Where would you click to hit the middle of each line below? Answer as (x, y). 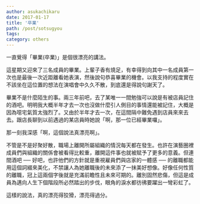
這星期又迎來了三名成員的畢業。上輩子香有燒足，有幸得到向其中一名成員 (95, 70)
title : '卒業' (23, 23)
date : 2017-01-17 (28, 17)
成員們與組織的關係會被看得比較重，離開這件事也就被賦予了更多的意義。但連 (100, 152)
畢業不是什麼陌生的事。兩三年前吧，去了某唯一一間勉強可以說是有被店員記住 (100, 97)
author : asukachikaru (33, 12)
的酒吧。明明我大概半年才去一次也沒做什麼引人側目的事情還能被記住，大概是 (100, 105)
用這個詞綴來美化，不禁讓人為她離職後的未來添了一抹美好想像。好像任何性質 (100, 167)
